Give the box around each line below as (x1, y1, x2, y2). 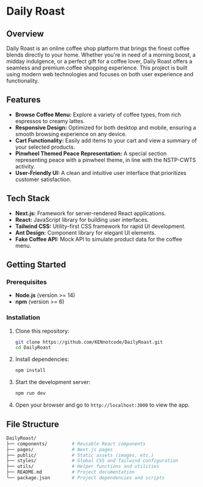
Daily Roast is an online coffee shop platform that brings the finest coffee (6, 44, 190, 52)
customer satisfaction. (15, 176, 72, 183)
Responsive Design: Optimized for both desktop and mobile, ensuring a (15, 124, 196, 131)
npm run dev (15, 390, 46, 397)
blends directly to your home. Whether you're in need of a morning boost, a (6, 51, 196, 59)
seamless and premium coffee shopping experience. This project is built (6, 64, 188, 71)
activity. (15, 163, 35, 170)
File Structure (6, 419, 59, 429)
